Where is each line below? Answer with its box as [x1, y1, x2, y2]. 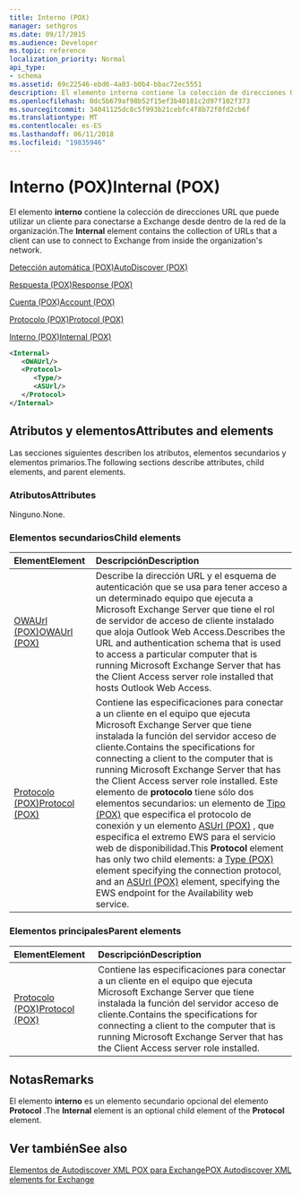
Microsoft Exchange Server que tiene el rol [95, 603, 275, 616]
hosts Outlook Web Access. [95, 682, 212, 695]
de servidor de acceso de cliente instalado [95, 615, 275, 627]
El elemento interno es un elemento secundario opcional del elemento [9, 1095, 269, 1107]
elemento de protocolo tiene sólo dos [95, 786, 254, 799]
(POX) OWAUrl [13, 626, 73, 638]
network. [9, 244, 43, 255]
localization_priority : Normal [9, 55, 126, 64]
